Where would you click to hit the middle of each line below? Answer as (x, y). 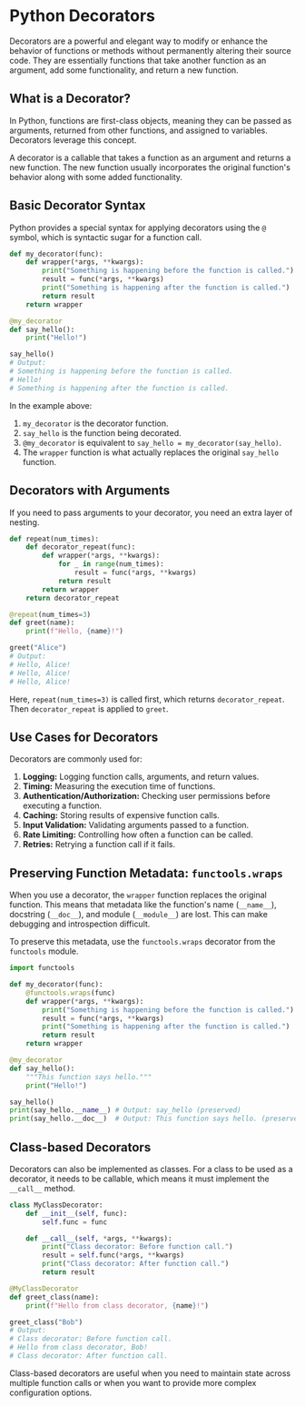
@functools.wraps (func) (71, 993)
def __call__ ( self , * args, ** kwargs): (99, 1239)
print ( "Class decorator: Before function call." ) (138, 1247)
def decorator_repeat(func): (81, 547)
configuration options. (51, 1392)
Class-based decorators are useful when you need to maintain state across (150, 1373)
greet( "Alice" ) (38, 648)
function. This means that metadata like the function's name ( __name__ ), (143, 905)
